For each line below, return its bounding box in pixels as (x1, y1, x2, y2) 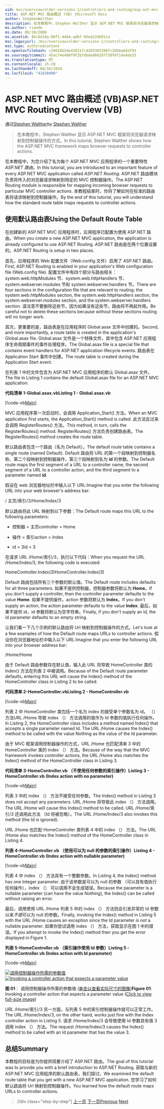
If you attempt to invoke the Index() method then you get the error (14, 929, 146, 935)
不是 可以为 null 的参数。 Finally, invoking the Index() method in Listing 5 (14, 912, 157, 918)
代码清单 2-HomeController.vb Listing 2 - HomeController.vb (5, 688, 129, 694)
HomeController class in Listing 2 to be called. (5, 679, 98, 684)
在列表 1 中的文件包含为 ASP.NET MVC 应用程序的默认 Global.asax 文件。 (5, 369, 152, 375)
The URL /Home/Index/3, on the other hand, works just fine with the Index (5, 1012, 154, 1017)
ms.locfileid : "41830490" (5, 71, 58, 76)
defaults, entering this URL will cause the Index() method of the (5, 673, 132, 679)
